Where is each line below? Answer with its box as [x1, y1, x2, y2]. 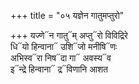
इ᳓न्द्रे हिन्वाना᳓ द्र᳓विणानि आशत [10, 63, 108, 75]
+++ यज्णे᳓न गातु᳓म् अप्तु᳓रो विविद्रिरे [10, 30, 128, 41]
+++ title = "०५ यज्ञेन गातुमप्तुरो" [10, 10, 125, 21]
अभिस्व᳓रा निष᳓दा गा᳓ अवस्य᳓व [10, 52, 112, 64]
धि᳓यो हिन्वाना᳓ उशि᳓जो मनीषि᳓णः [10, 41, 118, 52]
